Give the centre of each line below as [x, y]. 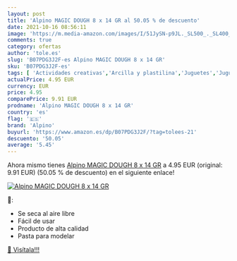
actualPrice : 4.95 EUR [41, 79]
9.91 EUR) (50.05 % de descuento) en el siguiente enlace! [91, 173]
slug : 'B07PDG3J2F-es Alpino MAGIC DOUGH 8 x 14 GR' [86, 60]
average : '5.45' [31, 145]
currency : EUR [28, 86]
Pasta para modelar [46, 236]
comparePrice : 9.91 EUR [42, 99]
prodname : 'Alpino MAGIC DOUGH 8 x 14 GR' [71, 106]
